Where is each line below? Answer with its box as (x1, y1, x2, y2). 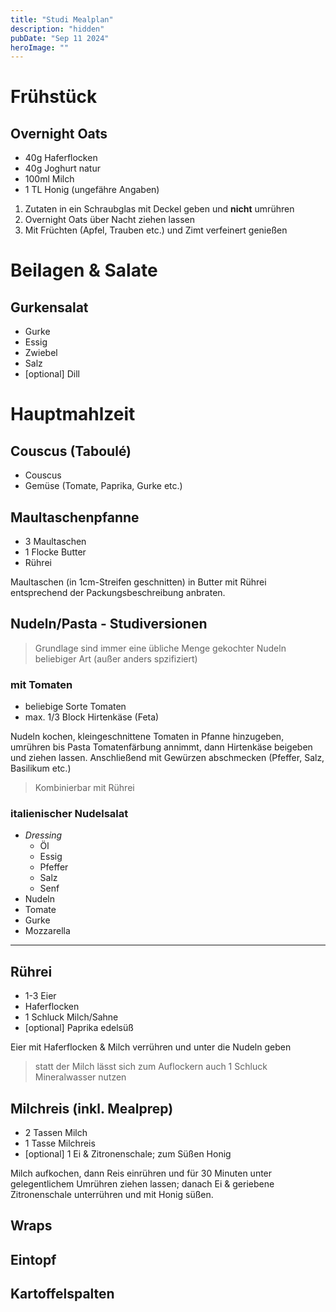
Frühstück (10, 86, 98, 108)
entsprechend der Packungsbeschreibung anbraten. (10, 587, 226, 599)
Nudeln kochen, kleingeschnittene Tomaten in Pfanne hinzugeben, (10, 731, 285, 743)
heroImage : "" (10, 42, 70, 53)
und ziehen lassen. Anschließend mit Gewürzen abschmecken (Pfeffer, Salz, (10, 752, 325, 764)
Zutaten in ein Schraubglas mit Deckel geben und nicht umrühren (24, 203, 295, 215)
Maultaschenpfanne (10, 509, 140, 526)
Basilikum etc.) (10, 762, 72, 775)
